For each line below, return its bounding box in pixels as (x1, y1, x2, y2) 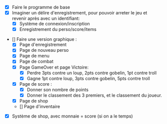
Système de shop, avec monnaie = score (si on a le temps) (11, 113, 133, 119)
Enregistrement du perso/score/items (19, 26, 97, 32)
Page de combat (19, 58, 53, 64)
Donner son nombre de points (26, 87, 88, 93)
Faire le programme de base (11, 4, 70, 10)
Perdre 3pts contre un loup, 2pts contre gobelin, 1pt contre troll (26, 70, 157, 76)
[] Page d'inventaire (19, 103, 60, 109)
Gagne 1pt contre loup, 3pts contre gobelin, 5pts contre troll (26, 75, 150, 81)
